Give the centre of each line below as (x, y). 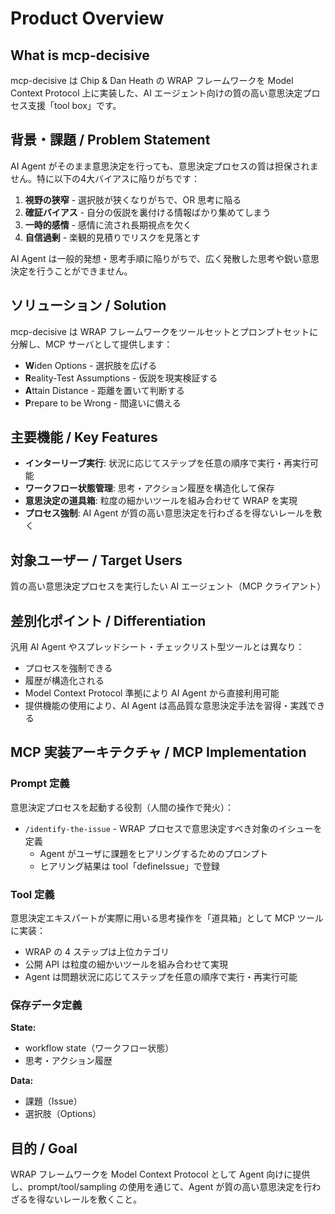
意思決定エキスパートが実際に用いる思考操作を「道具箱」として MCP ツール (167, 918)
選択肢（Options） (63, 1114)
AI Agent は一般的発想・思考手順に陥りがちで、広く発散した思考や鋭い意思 (165, 258)
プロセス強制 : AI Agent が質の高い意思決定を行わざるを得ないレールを (169, 513)
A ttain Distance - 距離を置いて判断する (104, 390)
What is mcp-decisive (80, 55)
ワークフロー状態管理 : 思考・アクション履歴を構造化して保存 (149, 488)
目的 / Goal (44, 1148)
